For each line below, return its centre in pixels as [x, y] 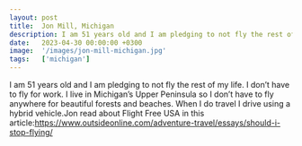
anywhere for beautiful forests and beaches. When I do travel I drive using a [150, 103]
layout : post [34, 17]
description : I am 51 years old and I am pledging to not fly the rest [146, 34]
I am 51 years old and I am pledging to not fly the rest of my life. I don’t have [150, 85]
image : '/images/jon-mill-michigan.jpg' [88, 51]
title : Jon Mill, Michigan [62, 26]
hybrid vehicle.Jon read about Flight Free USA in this [107, 113]
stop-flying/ [31, 132]
